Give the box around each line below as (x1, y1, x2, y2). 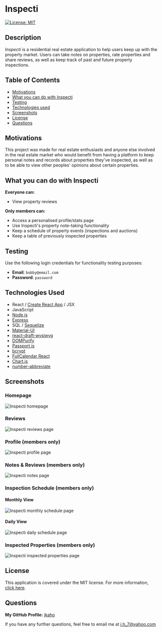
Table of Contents (5, 76, 60, 85)
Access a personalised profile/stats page (12, 218, 94, 223)
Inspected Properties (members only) (5, 542, 95, 548)
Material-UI (12, 327, 35, 333)
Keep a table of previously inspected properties (12, 233, 107, 239)
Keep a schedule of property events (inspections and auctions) (12, 228, 138, 234)
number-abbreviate (12, 363, 51, 369)
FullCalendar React (12, 353, 50, 359)
